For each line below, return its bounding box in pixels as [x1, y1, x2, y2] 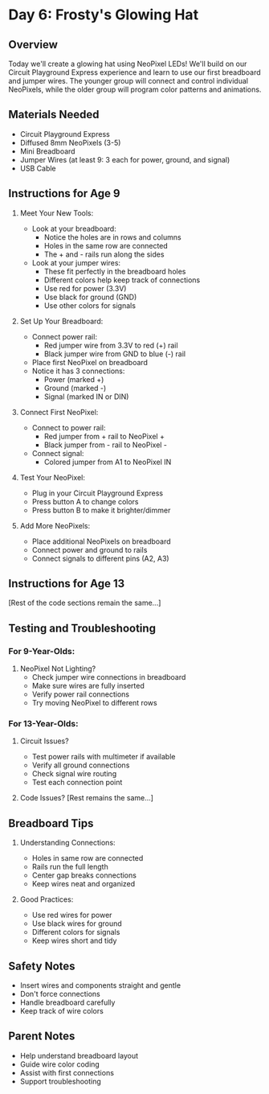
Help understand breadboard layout [19, 1051, 139, 1060]
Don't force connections [19, 989, 100, 999]
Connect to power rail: [31, 422, 106, 432]
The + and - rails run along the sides [43, 249, 165, 259]
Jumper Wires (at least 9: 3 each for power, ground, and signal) [19, 154, 230, 164]
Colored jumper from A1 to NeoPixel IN [43, 457, 172, 467]
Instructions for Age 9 [8, 187, 120, 200]
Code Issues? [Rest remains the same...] [19, 793, 154, 803]
